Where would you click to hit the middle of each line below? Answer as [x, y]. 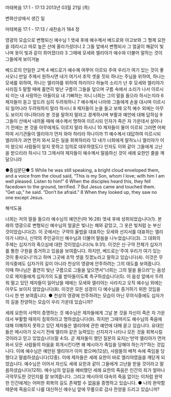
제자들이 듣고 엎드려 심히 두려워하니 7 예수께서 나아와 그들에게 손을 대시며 [78, 102]
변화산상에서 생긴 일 [25, 18]
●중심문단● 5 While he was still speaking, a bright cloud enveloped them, [82, 170]
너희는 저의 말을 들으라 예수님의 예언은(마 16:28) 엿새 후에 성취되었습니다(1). [81, 219]
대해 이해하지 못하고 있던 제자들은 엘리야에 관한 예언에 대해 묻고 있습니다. [78, 325]
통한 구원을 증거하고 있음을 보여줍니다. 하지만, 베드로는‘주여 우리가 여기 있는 [86, 251]
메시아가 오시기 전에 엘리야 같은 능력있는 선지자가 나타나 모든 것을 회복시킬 [89, 332]
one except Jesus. [25, 197]
